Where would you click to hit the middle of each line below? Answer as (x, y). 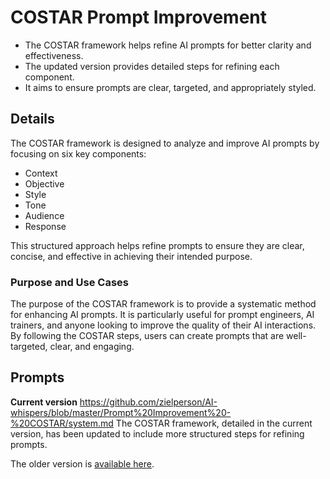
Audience (44, 215)
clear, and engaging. (92, 347)
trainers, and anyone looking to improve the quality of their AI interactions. (163, 325)
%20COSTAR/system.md (62, 423)
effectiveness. (54, 55)
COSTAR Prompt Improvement (138, 17)
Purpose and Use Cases (69, 282)
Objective (44, 183)
